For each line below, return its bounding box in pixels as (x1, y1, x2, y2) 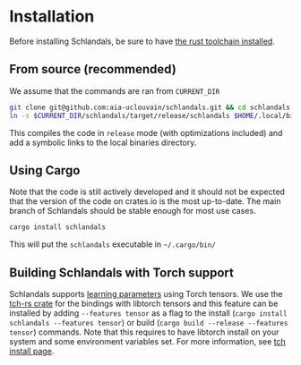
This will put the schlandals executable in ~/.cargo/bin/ (9, 239, 217, 250)
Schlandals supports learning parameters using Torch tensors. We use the (9, 289, 283, 299)
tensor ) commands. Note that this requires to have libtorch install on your (9, 327, 279, 337)
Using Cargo (9, 163, 81, 178)
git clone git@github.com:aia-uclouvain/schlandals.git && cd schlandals (9, 103, 291, 112)
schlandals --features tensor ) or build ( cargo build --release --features (9, 318, 288, 327)
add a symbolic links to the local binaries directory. (9, 137, 197, 148)
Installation (9, 6, 95, 27)
